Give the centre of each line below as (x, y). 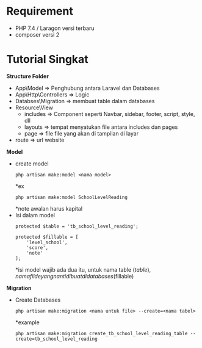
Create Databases (38, 300)
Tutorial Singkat (47, 60)
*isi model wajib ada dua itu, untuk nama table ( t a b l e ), (83, 269)
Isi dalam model (35, 215)
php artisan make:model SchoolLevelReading (71, 197)
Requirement (40, 11)
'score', (38, 248)
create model (32, 164)
